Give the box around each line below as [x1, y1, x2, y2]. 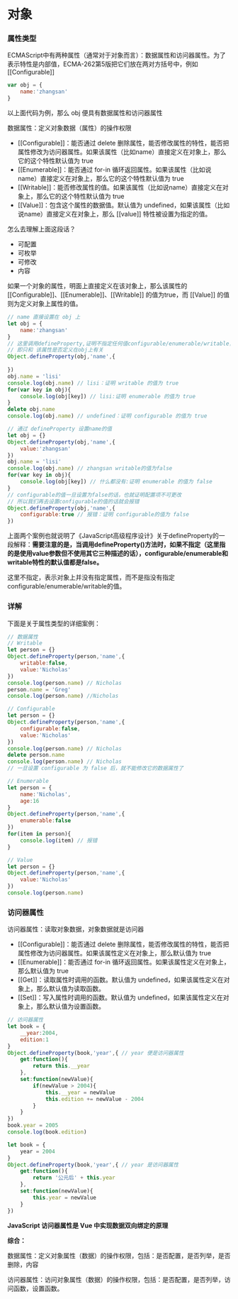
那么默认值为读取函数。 [36, 985, 105, 993]
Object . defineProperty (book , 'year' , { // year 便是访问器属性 [7, 1049, 184, 1056]
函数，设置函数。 [13, 1284, 64, 1293]
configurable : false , [20, 725, 81, 732]
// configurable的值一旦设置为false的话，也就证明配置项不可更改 [7, 491, 182, 498]
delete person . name [7, 752, 65, 759]
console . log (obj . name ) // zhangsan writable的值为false [7, 465, 173, 472]
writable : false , [20, 659, 69, 667]
